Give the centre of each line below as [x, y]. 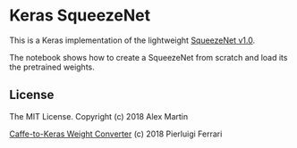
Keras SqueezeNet [80, 16]
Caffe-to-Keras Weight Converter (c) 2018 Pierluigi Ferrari [116, 134]
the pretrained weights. [52, 67]
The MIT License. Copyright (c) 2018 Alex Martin [99, 116]
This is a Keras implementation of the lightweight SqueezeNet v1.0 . [132, 40]
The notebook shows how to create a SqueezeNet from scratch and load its [148, 57]
